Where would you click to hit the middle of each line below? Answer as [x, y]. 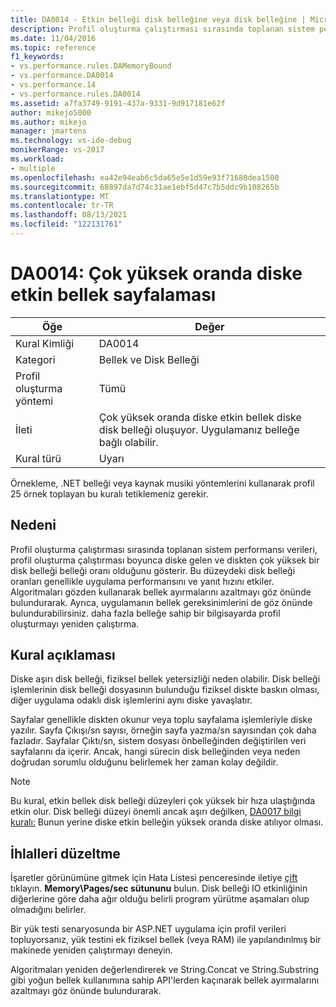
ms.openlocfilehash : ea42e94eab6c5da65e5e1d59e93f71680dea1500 [145, 177]
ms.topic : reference [53, 47]
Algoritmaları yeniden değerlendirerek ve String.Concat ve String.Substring [164, 970]
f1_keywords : [37, 57]
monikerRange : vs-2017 [57, 150]
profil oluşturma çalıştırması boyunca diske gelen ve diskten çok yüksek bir [165, 560]
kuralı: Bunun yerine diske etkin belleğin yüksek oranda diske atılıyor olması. [167, 822]
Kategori [35, 359]
